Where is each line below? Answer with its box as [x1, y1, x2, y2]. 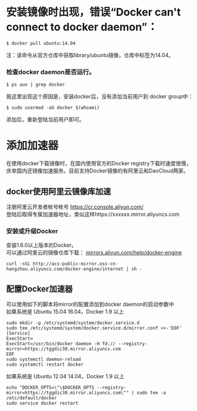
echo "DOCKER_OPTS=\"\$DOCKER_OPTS [6, 385, 95, 391]
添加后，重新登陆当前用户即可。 [6, 116, 85, 123]
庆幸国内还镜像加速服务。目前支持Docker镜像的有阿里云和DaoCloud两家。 [6, 167, 189, 174]
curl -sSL [6, 261, 31, 267]
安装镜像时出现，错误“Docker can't [6, 5, 181, 19]
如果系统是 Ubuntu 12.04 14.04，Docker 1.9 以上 [6, 373, 125, 380]
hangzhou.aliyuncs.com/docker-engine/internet [6, 266, 124, 272]
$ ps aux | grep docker [6, 81, 65, 88]
